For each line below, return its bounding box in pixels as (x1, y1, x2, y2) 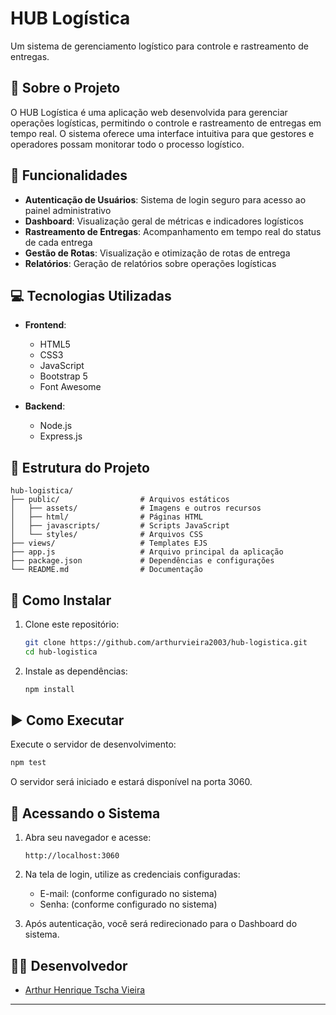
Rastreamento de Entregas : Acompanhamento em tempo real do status (24, 225, 322, 237)
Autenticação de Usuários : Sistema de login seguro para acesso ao (24, 193, 307, 206)
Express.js (39, 430, 83, 442)
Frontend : (24, 319, 67, 331)
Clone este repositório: (24, 618, 120, 630)
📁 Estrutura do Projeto (10, 459, 150, 476)
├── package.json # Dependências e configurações (10, 556, 275, 566)
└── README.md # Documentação (10, 565, 203, 575)
